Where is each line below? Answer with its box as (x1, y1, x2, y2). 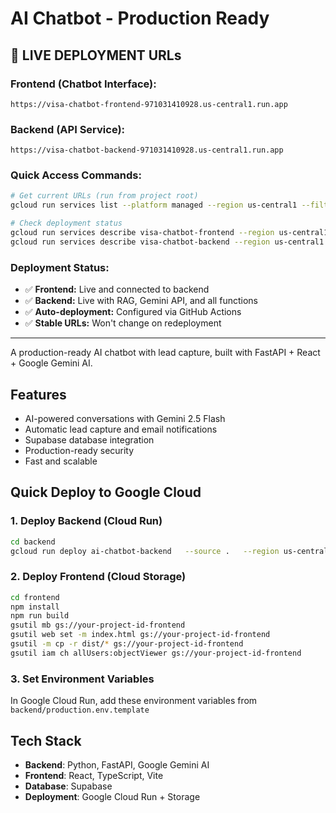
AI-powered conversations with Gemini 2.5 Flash (24, 412, 226, 424)
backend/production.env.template (10, 705, 150, 716)
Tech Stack (10, 732, 82, 749)
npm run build (10, 611, 70, 621)
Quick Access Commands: (10, 168, 142, 182)
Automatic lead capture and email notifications (24, 423, 218, 435)
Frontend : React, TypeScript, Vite (24, 769, 164, 781)
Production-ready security (24, 444, 135, 456)
